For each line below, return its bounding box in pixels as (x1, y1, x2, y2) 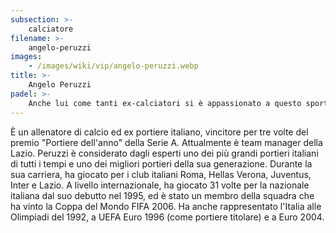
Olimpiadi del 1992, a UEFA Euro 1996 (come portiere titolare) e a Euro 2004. (10, 211, 325, 223)
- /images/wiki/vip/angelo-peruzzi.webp (28, 61, 199, 71)
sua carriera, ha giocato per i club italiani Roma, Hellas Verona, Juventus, (10, 168, 312, 180)
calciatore (28, 24, 74, 34)
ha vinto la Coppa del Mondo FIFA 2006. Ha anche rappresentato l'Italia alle (10, 200, 322, 212)
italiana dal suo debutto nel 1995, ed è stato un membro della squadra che (10, 189, 315, 201)
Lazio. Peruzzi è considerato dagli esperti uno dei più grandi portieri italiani (10, 147, 319, 159)
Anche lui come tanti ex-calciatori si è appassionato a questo (28, 98, 302, 108)
